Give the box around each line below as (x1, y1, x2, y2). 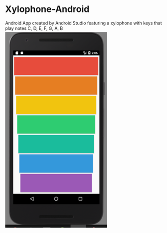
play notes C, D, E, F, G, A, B (5, 25, 63, 31)
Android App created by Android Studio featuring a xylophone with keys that (5, 20, 162, 26)
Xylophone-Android (5, 3, 90, 15)
